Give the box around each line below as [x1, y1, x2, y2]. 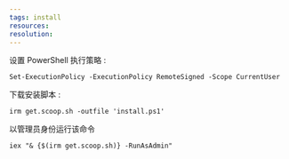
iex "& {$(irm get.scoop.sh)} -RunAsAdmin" [9, 141, 173, 151]
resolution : [9, 29, 53, 38]
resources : [9, 21, 50, 30]
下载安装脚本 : [9, 90, 60, 100]
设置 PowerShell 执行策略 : [9, 55, 107, 66]
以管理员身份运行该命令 [9, 123, 95, 134]
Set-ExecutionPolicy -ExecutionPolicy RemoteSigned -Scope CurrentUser [9, 73, 280, 82]
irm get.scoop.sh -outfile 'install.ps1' [9, 107, 165, 116]
